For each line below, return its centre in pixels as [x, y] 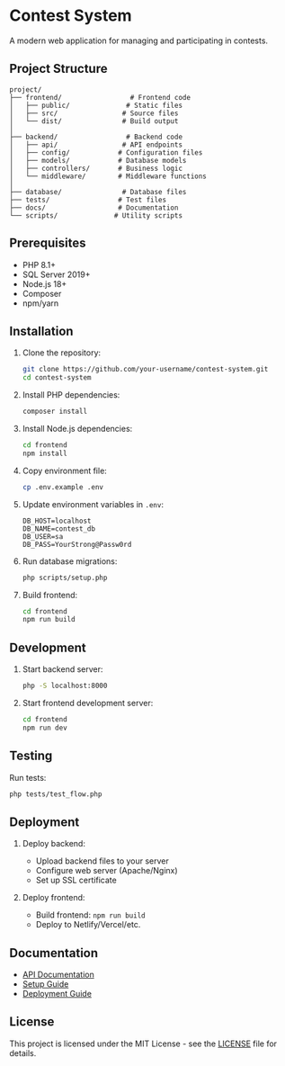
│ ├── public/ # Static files [96, 105]
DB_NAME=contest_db [59, 529]
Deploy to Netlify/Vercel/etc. [88, 925]
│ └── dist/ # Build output [94, 121]
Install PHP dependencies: [71, 395]
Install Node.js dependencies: [77, 429]
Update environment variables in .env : [93, 504]
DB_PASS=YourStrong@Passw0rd [77, 544]
